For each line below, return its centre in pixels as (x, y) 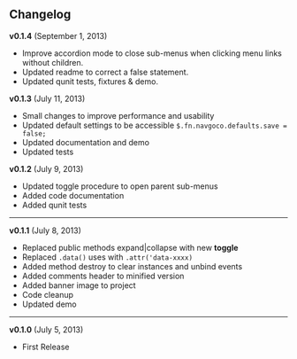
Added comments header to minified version (103, 276)
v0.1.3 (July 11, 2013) (47, 98)
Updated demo (49, 304)
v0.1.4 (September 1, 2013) (58, 35)
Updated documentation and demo (86, 142)
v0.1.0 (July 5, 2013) (46, 329)
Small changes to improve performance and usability (118, 115)
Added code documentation (73, 195)
